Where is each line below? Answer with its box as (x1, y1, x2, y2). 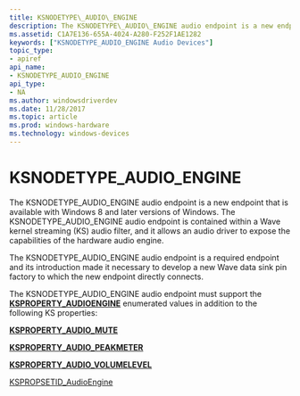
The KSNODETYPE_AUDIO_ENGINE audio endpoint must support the (9, 288, 262, 299)
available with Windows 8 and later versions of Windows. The (9, 206, 236, 217)
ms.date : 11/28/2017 (9, 104, 87, 113)
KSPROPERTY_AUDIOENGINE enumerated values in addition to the (9, 298, 257, 309)
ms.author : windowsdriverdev (9, 95, 118, 105)
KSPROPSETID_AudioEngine (9, 376, 113, 387)
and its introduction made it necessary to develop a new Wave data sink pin (9, 261, 287, 272)
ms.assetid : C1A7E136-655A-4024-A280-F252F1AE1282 (9, 29, 202, 38)
